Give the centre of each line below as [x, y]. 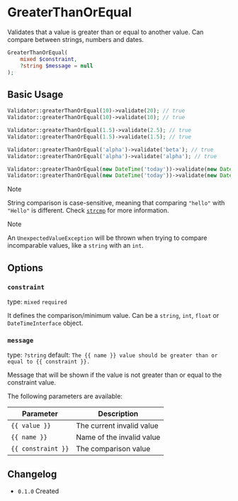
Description [118, 414]
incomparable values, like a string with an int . [75, 246]
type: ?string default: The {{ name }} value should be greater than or [113, 355]
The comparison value [113, 449]
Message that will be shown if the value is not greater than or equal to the [115, 375]
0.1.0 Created [38, 491]
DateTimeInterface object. [45, 323]
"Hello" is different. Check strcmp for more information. [88, 211]
